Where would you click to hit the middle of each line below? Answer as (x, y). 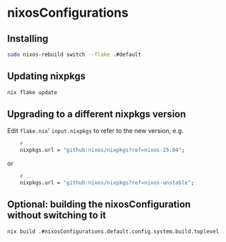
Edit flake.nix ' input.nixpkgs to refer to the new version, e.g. (96, 131)
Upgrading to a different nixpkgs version (97, 114)
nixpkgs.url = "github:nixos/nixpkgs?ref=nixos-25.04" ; (103, 150)
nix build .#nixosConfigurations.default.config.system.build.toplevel (113, 232)
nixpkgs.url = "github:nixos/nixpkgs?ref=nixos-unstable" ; (107, 183)
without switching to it (57, 215)
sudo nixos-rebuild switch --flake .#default (74, 54)
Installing (28, 39)
